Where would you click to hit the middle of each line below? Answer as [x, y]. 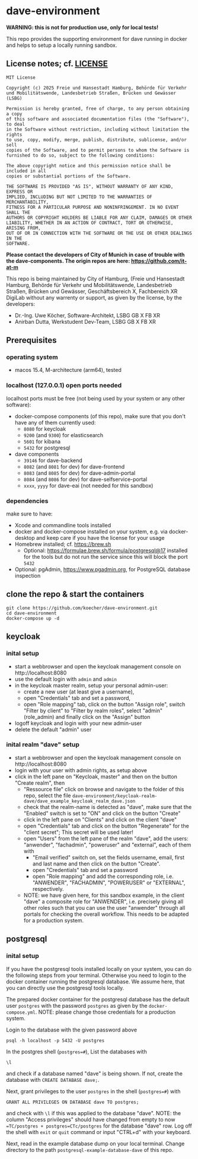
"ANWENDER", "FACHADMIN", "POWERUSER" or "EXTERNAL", [109, 883]
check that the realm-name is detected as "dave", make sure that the [108, 807]
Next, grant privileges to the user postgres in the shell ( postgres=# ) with [93, 1091]
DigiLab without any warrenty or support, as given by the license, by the [94, 297]
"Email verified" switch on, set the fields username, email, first [108, 857]
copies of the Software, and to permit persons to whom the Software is [98, 150]
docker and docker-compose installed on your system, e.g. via [91, 531]
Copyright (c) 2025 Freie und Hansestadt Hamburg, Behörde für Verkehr [96, 88]
